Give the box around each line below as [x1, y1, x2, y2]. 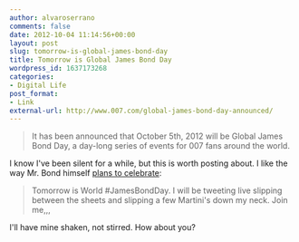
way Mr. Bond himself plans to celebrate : [9, 168, 162, 179]
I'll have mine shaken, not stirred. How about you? [9, 222, 197, 233]
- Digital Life [9, 81, 67, 90]
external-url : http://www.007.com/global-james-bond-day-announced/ [9, 106, 274, 115]
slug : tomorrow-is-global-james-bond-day [9, 47, 169, 56]
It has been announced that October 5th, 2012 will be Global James [31, 131, 284, 141]
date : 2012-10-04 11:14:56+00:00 [9, 30, 136, 39]
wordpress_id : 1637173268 [9, 64, 107, 73]
